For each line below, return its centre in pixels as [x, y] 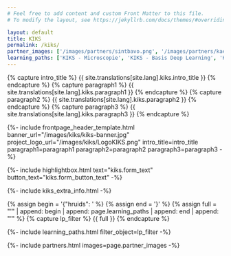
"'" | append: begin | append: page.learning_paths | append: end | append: [113, 211]
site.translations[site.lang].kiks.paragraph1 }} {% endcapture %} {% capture [114, 92]
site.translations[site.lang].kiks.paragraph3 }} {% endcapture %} [98, 114]
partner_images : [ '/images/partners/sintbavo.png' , [82, 52]
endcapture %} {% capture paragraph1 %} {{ [70, 85]
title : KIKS [24, 39]
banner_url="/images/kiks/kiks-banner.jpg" [68, 134]
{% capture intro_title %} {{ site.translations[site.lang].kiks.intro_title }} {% [112, 77]
